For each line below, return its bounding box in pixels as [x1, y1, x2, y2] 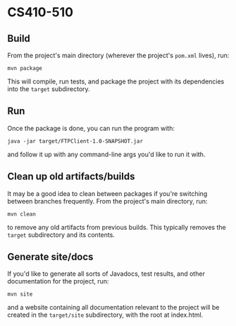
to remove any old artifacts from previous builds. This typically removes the [7, 223, 227, 231]
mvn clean [7, 210, 37, 218]
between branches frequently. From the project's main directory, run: [7, 197, 208, 205]
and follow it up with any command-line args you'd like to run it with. [7, 150, 206, 158]
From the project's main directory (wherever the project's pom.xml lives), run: [7, 51, 230, 59]
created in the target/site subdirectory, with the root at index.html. [7, 310, 204, 319]
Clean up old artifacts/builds [7, 170, 135, 182]
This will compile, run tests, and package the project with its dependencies [7, 77, 225, 86]
